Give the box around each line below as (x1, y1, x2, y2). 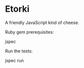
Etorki (5, 3, 30, 15)
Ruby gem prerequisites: (5, 29, 54, 35)
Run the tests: (5, 48, 33, 54)
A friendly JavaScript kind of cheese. (5, 20, 79, 25)
